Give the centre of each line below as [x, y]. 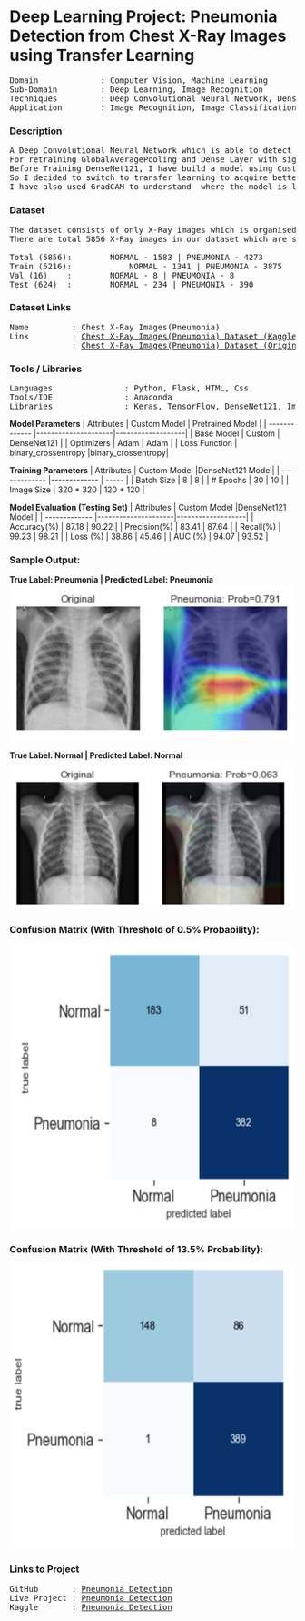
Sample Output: [45, 560]
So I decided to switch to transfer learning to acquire [139, 178]
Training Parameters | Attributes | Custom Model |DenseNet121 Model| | [144, 471]
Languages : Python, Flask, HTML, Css [129, 388]
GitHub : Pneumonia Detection [91, 1589]
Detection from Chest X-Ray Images [148, 36]
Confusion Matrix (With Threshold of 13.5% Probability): [136, 1249]
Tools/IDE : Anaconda [91, 397]
